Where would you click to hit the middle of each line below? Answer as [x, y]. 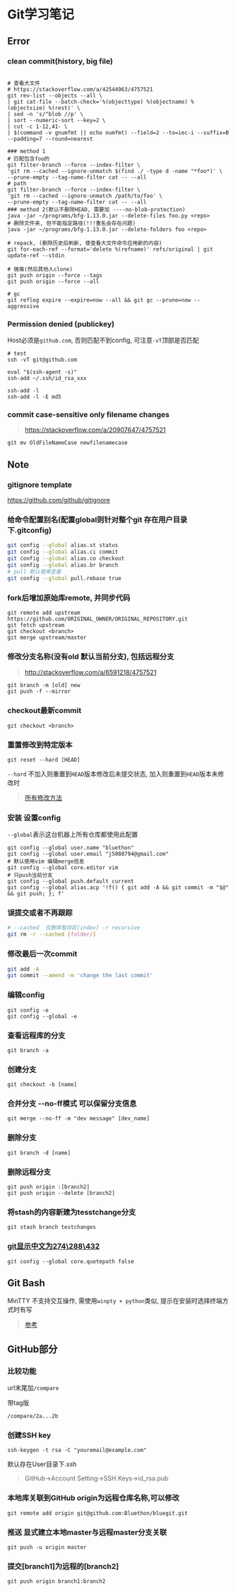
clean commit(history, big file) [60, 61]
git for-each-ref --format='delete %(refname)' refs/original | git [110, 249]
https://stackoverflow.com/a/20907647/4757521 [95, 430]
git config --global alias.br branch [63, 565]
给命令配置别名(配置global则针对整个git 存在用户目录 [98, 520]
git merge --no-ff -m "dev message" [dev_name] [79, 1119]
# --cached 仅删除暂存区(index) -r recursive [74, 928]
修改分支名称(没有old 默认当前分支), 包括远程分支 [91, 656]
